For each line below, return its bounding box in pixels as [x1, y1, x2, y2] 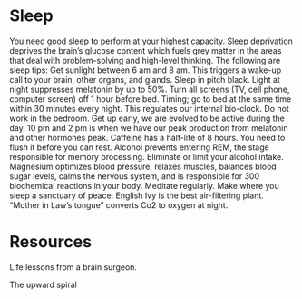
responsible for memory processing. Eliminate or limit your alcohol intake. [9, 151, 284, 162]
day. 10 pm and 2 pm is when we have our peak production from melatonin [9, 122, 288, 133]
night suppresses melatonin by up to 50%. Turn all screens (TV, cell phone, [9, 84, 290, 95]
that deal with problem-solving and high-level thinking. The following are [9, 55, 281, 65]
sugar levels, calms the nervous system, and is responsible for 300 [9, 170, 260, 182]
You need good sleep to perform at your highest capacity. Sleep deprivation [9, 35, 293, 46]
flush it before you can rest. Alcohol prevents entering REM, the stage [9, 142, 269, 153]
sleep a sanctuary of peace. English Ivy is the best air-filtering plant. [9, 190, 265, 201]
